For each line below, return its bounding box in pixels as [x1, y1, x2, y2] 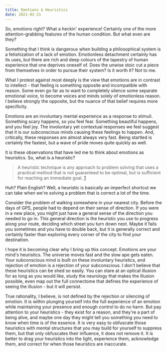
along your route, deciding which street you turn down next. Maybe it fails [5, 221, 157, 227]
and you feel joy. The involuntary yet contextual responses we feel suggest [5, 123, 160, 130]
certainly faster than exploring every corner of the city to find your [5, 231, 142, 237]
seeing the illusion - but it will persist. [5, 283, 82, 290]
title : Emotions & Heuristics [5, 7, 68, 12]
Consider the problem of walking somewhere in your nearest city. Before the [5, 199, 162, 205]
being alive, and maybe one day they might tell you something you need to [5, 314, 158, 320]
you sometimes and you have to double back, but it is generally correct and [5, 226, 161, 232]
